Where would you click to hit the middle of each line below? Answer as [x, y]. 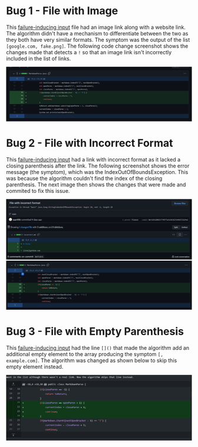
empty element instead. [35, 366]
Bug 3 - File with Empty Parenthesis [95, 331]
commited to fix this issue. [38, 191]
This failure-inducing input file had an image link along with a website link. [96, 27]
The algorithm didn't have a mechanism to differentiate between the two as [97, 33]
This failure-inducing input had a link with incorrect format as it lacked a [93, 160]
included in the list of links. [39, 58]
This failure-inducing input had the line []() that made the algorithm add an [98, 348]
